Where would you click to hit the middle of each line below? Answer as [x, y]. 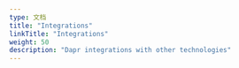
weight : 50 [29, 42]
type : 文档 [28, 17]
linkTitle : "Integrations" [59, 34]
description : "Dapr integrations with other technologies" [120, 50]
